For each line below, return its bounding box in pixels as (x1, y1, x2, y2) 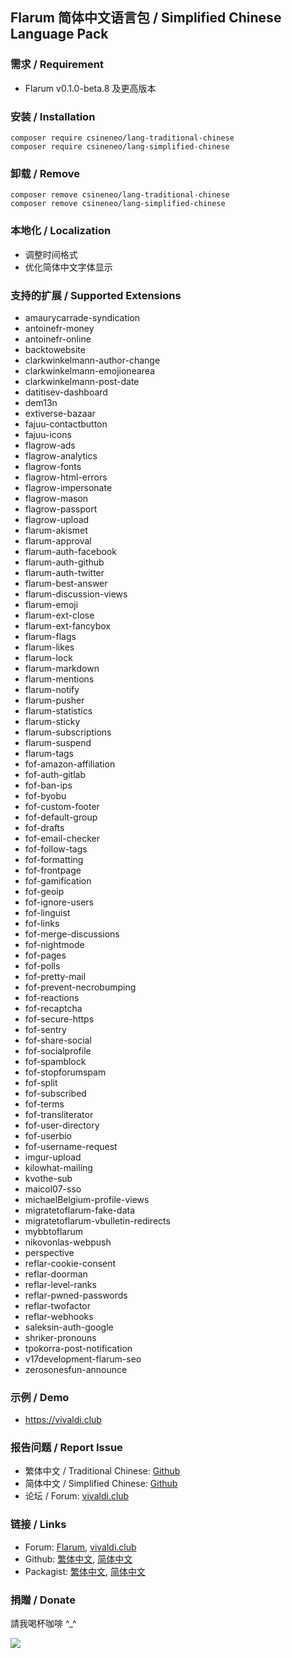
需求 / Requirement (10, 58, 104, 72)
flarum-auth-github (24, 556, 105, 568)
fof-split (24, 1076, 58, 1088)
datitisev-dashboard (24, 386, 108, 398)
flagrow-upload (24, 513, 90, 525)
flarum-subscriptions (24, 726, 112, 738)
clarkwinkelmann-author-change (24, 354, 161, 366)
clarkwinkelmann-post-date (24, 375, 140, 387)
